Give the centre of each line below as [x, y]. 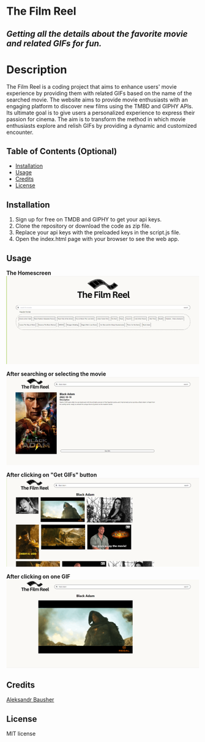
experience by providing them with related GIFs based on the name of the [99, 93]
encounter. [20, 132]
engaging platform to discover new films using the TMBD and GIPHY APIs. [100, 106]
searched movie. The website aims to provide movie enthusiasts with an [97, 100]
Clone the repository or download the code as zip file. [83, 226]
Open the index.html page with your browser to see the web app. [97, 239]
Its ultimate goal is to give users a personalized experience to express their [101, 113]
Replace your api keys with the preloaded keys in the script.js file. [98, 232]
